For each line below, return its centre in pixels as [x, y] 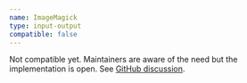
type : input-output [45, 26]
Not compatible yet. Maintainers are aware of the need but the [123, 60]
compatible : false [43, 34]
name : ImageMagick [43, 17]
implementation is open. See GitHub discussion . [97, 69]
